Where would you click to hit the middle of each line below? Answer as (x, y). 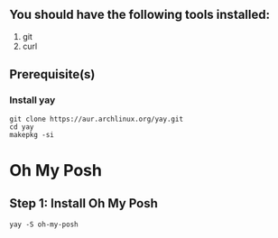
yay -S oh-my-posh (44, 224)
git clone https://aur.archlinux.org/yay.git (96, 119)
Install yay (32, 100)
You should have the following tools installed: (140, 15)
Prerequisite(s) (52, 74)
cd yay (22, 127)
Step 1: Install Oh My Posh (83, 203)
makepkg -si (32, 134)
